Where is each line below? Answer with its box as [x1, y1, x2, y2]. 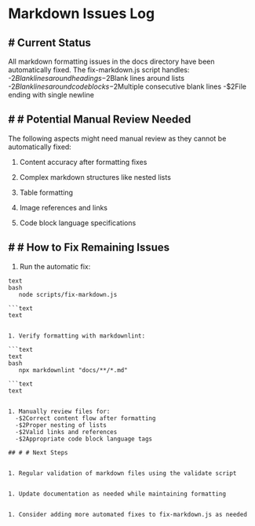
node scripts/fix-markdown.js [18, 290, 118, 298]
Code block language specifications [19, 217, 137, 228]
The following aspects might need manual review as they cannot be [8, 133, 227, 143]
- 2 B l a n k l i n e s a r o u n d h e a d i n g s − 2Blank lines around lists [8, 74, 185, 82]
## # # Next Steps [8, 448, 68, 456]
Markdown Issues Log [8, 5, 155, 23]
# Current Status [8, 36, 92, 49]
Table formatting [19, 188, 73, 197]
